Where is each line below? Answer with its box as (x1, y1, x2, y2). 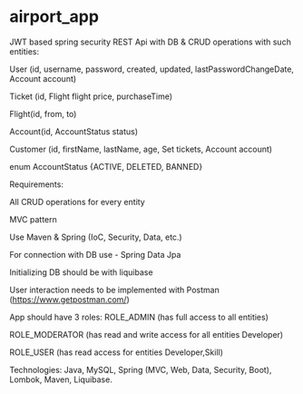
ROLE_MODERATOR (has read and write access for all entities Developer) (9, 329, 284, 340)
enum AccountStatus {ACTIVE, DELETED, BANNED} (9, 161, 203, 172)
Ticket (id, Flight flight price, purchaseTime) (9, 91, 173, 102)
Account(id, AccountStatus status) (9, 125, 139, 137)
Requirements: (9, 179, 64, 190)
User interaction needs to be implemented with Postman (9, 284, 220, 295)
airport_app (9, 6, 100, 27)
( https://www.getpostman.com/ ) (9, 293, 130, 305)
